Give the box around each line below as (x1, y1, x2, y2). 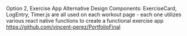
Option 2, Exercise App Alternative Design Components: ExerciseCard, (6, 5, 177, 12)
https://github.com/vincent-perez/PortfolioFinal (6, 23, 121, 30)
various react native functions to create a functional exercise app (6, 17, 163, 24)
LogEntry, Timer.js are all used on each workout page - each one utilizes (6, 11, 182, 18)
